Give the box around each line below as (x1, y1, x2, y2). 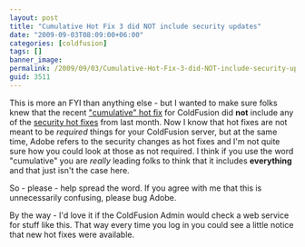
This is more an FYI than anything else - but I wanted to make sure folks (9, 97, 279, 108)
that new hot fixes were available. (9, 229, 135, 240)
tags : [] (9, 47, 43, 56)
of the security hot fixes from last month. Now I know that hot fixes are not (9, 116, 288, 127)
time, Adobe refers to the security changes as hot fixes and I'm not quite (9, 135, 280, 146)
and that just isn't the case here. (9, 164, 130, 175)
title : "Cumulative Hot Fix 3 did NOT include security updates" (9, 22, 261, 31)
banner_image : (9, 55, 64, 64)
